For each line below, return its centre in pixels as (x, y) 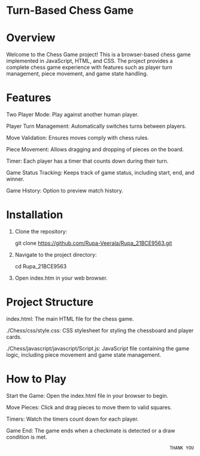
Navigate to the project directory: (56, 255)
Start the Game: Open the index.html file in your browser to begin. (87, 395)
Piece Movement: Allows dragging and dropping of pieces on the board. (95, 149)
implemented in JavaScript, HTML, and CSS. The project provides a (90, 61)
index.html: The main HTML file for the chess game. (70, 319)
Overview (31, 38)
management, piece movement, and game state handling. (77, 74)
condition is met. (27, 437)
